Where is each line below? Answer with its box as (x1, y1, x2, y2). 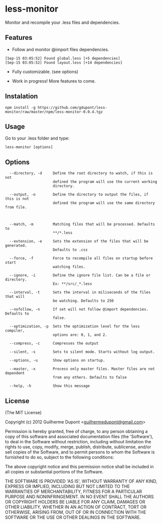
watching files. (52, 264, 86, 269)
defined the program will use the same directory (52, 201, 155, 206)
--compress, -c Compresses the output (9, 341, 98, 346)
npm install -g (5, 105, 36, 110)
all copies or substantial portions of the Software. (5, 469, 103, 474)
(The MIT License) (5, 410, 42, 415)
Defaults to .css (52, 247, 88, 252)
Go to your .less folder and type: (5, 135, 69, 141)
